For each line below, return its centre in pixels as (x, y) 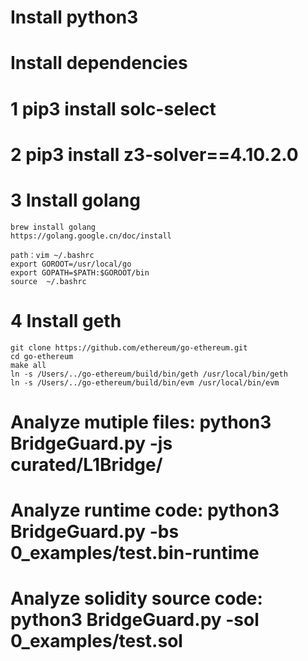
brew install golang (53, 227)
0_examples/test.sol (96, 641)
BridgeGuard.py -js (91, 443)
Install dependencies (99, 63)
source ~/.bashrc (48, 281)
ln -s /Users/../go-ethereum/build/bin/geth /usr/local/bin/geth (149, 374)
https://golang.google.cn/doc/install (91, 236)
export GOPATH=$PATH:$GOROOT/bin (80, 272)
